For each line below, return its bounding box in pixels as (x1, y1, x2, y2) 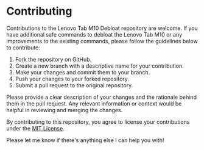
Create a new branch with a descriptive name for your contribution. (15, 62, 184, 70)
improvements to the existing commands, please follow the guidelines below (6, 37, 198, 45)
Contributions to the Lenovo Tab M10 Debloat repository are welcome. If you (6, 24, 198, 32)
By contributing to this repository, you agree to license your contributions (6, 118, 190, 126)
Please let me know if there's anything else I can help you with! (6, 136, 164, 144)
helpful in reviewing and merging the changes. (6, 106, 123, 113)
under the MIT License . (6, 124, 65, 132)
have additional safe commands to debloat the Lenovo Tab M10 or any (6, 30, 183, 38)
